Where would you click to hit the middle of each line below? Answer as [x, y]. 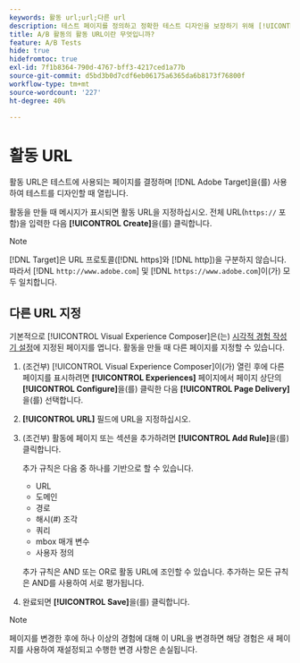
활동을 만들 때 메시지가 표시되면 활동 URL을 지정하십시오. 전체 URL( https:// [143, 212]
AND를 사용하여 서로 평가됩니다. [88, 583]
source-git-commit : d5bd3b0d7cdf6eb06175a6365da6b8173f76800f [127, 76]
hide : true [29, 51]
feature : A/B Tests [46, 42]
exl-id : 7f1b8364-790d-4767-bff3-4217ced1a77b [97, 68]
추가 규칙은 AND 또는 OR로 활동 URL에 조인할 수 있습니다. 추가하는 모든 [147, 572]
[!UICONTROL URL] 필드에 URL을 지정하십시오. [106, 419]
